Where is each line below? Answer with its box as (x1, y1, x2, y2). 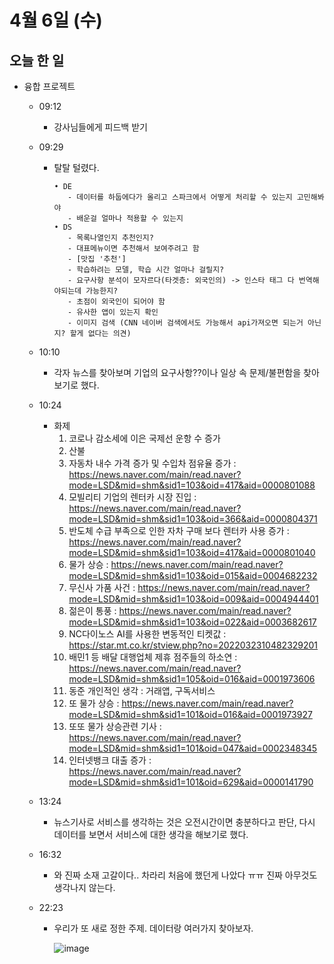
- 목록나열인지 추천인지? (67, 233, 154, 243)
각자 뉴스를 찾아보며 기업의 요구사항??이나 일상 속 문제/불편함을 (53, 367, 302, 378)
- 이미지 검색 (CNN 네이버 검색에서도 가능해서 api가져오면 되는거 (67, 318, 304, 328)
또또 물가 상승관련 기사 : (68, 721, 162, 732)
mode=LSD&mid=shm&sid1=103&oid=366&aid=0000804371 (68, 513, 318, 525)
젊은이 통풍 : (68, 605, 117, 616)
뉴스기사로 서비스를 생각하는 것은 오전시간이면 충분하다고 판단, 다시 (53, 816, 316, 828)
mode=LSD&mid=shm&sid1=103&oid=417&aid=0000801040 (68, 547, 316, 558)
